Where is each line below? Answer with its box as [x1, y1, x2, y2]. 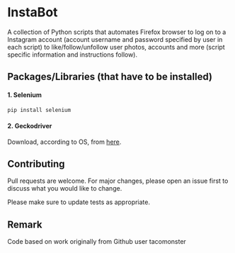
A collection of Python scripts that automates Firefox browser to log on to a [7, 28, 227, 36]
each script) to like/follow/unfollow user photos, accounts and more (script [7, 43, 225, 51]
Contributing [7, 158, 65, 170]
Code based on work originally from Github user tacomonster [7, 237, 186, 246]
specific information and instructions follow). [7, 50, 138, 59]
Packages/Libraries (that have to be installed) [7, 71, 212, 83]
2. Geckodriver [7, 122, 52, 130]
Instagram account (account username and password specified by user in [7, 35, 223, 43]
